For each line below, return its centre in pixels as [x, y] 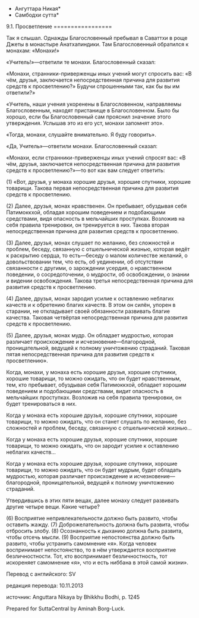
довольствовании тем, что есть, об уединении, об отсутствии [85, 262]
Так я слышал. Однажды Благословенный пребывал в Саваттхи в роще [97, 38]
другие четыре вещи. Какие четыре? [53, 507]
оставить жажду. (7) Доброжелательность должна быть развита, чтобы [97, 525]
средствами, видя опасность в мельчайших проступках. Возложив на [96, 219]
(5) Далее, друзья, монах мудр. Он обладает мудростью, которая [90, 335]
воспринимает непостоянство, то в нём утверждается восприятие [91, 550]
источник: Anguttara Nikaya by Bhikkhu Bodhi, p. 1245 [73, 597]
